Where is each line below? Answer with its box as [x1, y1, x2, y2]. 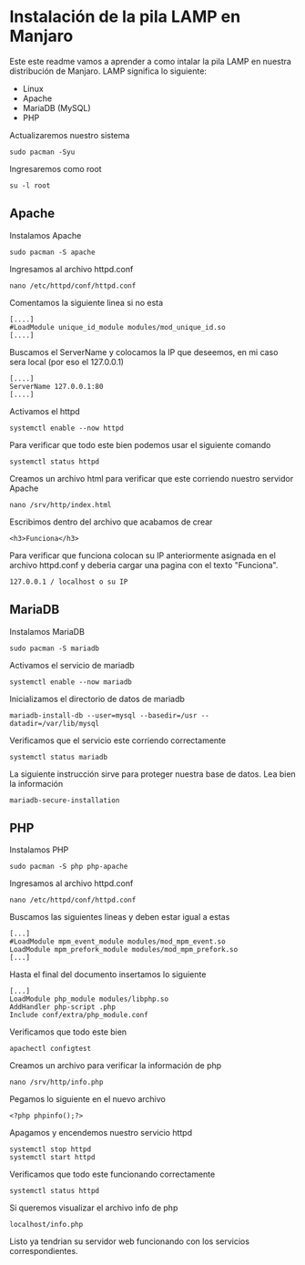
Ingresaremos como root [9, 163, 102, 174]
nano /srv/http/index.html [9, 500, 112, 509]
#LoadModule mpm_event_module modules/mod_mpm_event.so [9, 937, 226, 946]
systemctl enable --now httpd [9, 423, 125, 433]
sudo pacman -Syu [9, 148, 76, 157]
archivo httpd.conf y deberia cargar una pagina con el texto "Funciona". [9, 559, 279, 570]
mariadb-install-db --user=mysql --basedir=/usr [9, 710, 198, 720]
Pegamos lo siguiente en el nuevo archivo [9, 1094, 166, 1105]
